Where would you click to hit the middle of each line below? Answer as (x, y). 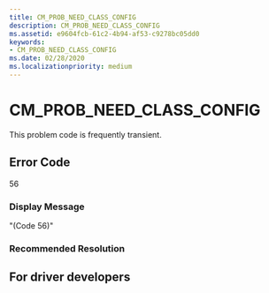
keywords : (27, 42)
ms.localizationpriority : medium (71, 67)
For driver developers (70, 278)
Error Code (40, 163)
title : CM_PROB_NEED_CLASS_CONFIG (73, 17)
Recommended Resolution (67, 248)
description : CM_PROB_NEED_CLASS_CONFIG (85, 26)
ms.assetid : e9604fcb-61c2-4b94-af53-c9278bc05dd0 (104, 34)
